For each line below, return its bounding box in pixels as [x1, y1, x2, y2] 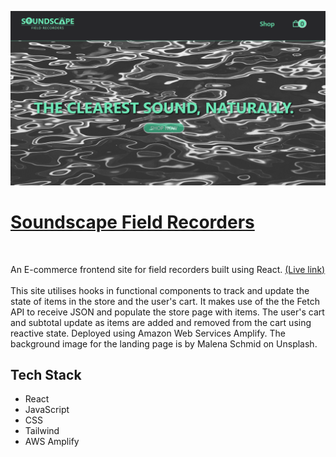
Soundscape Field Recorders [10, 211, 255, 233]
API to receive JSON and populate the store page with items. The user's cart [10, 306, 325, 318]
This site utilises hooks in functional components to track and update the [10, 284, 310, 296]
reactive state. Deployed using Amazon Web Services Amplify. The [10, 327, 287, 339]
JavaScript [24, 404, 70, 416]
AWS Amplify [24, 436, 80, 448]
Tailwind [24, 425, 60, 437]
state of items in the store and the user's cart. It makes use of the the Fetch [10, 295, 320, 307]
